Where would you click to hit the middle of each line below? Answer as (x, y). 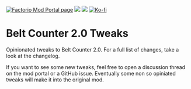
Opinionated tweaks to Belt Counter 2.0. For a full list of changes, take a (93, 49)
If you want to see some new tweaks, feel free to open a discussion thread (96, 67)
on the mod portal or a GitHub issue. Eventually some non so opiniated (91, 73)
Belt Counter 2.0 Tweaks (67, 34)
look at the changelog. (33, 56)
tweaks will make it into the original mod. (55, 80)
